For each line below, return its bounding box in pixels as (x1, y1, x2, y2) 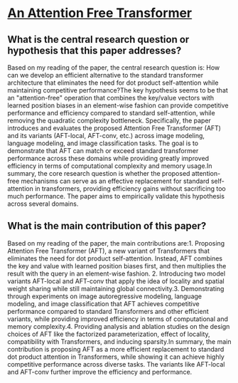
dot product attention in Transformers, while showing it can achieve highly (7, 352, 225, 361)
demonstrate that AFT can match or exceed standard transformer (7, 147, 199, 154)
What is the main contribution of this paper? (7, 220, 207, 232)
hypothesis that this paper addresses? (7, 44, 182, 56)
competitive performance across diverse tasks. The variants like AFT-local (7, 360, 225, 368)
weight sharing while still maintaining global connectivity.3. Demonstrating (7, 284, 225, 293)
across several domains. (7, 199, 79, 208)
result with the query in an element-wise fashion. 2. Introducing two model (7, 269, 226, 278)
